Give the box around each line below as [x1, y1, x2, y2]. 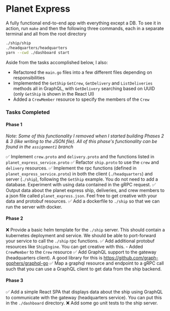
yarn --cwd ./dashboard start [6, 50, 70, 55]
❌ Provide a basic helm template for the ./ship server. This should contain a [6, 227, 165, 233]
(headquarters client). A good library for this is [6, 255, 103, 261]
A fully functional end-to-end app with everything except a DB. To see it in [6, 20, 161, 26]
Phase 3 [6, 277, 23, 284]
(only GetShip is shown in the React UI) [13, 91, 94, 97]
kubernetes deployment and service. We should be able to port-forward [6, 232, 156, 238]
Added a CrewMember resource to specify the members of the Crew [13, 96, 150, 102]
